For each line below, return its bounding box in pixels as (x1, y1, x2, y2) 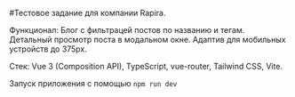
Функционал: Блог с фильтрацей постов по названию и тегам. (9, 25, 245, 35)
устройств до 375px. (9, 44, 87, 54)
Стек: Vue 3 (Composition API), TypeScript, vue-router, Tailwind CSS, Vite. (9, 61, 283, 71)
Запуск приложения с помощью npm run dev (9, 78, 178, 88)
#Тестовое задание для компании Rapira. (9, 8, 166, 18)
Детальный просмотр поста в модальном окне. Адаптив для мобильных (9, 35, 286, 44)
